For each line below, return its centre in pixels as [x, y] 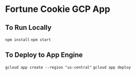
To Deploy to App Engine [44, 55]
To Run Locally [28, 28]
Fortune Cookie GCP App [58, 9]
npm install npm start [28, 40]
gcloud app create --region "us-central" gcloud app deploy [68, 67]
